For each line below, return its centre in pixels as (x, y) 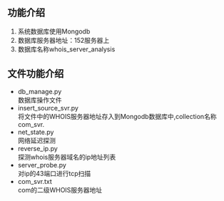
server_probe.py (42, 165)
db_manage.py (40, 91)
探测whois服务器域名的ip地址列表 (67, 157)
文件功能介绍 (36, 74)
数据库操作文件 (40, 100)
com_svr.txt (35, 181)
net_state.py (36, 132)
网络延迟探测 (36, 140)
